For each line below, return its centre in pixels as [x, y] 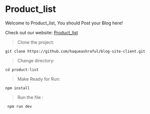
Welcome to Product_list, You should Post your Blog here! [64, 23]
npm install [17, 88]
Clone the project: [36, 42]
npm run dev [20, 106]
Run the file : [30, 97]
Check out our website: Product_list [42, 32]
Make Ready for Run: [39, 79]
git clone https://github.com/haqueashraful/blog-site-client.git [75, 51]
